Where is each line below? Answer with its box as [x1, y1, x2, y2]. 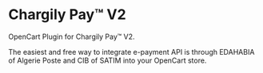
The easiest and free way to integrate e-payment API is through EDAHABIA [8, 47, 255, 56]
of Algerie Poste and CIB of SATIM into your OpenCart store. [8, 56, 207, 65]
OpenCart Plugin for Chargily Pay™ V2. [8, 32, 135, 41]
